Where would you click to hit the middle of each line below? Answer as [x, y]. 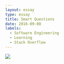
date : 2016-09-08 [23, 24]
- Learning [21, 38]
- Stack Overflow [28, 42]
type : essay [17, 14]
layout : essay [20, 10]
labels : [13, 28]
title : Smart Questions [30, 19]
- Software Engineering [34, 33]
